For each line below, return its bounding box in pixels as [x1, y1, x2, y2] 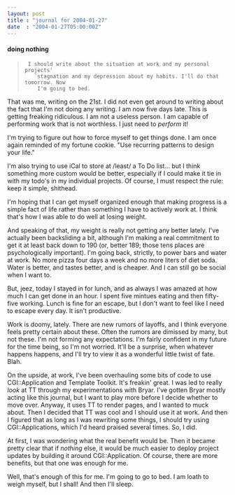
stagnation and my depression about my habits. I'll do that [37, 73, 219, 80]
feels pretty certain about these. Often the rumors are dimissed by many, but [7, 327, 228, 336]
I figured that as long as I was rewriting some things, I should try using [7, 415, 210, 424]
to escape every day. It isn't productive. [7, 306, 122, 315]
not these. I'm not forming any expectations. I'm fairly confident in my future [7, 335, 227, 343]
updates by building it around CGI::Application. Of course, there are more [7, 451, 218, 459]
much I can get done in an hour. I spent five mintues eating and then [7, 291, 204, 300]
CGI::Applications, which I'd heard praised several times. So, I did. [7, 423, 197, 431]
